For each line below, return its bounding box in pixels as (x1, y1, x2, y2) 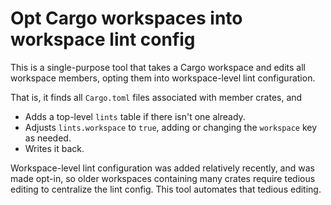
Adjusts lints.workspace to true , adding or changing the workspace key (24, 121, 318, 133)
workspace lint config (10, 28, 196, 51)
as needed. (24, 132, 72, 144)
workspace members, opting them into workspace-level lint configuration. (10, 72, 316, 84)
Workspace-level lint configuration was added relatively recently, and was (10, 162, 315, 174)
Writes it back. (24, 142, 85, 154)
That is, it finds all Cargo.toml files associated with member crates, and (10, 91, 303, 103)
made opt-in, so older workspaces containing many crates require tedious (10, 172, 316, 184)
